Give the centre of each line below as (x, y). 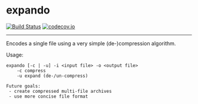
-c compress (31, 71)
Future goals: (24, 86)
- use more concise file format (48, 96)
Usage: (15, 55)
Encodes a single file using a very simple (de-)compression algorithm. (91, 43)
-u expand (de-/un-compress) (52, 76)
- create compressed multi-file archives (60, 91)
